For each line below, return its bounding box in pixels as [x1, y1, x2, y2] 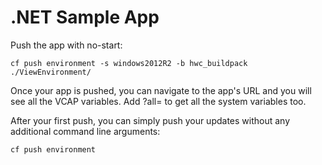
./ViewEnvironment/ [10, 67, 92, 77]
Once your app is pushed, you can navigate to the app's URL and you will [10, 84, 312, 96]
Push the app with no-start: [10, 39, 123, 51]
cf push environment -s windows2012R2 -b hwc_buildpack [10, 58, 248, 68]
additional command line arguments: [10, 125, 161, 137]
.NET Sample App [10, 6, 160, 29]
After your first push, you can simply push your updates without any [10, 114, 291, 126]
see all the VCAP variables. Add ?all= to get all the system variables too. [10, 95, 307, 107]
